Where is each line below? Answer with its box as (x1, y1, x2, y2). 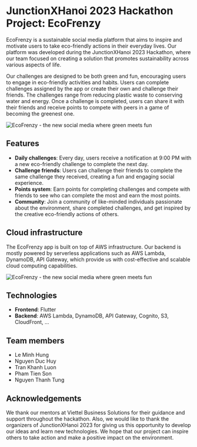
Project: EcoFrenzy (6, 16, 101, 30)
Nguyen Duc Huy (14, 357, 57, 365)
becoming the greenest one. (6, 110, 75, 117)
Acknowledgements (6, 393, 82, 403)
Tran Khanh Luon (14, 364, 57, 371)
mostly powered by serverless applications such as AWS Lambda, (6, 249, 166, 257)
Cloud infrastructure (6, 228, 83, 238)
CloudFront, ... (14, 319, 49, 326)
